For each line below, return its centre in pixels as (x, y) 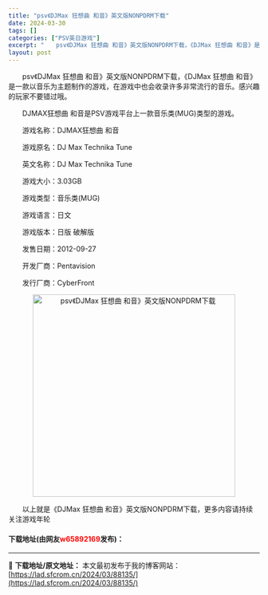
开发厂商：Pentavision (59, 266)
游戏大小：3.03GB (52, 181)
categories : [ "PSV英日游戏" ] (54, 38)
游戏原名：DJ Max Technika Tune (77, 147)
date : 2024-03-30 (37, 23)
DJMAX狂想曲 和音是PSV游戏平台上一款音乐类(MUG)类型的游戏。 (130, 113)
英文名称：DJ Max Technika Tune (77, 164)
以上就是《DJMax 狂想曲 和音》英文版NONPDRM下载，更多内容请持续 (138, 509)
